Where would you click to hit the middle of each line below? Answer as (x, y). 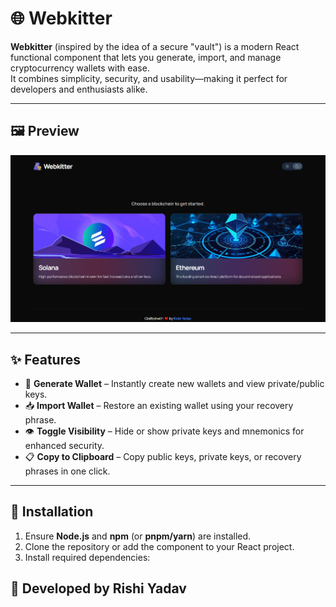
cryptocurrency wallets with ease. (80, 68)
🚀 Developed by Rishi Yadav (98, 588)
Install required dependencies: (87, 557)
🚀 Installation (52, 512)
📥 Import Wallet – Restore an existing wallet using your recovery (159, 406)
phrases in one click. (67, 471)
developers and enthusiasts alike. (79, 89)
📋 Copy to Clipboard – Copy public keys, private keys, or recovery (163, 457)
